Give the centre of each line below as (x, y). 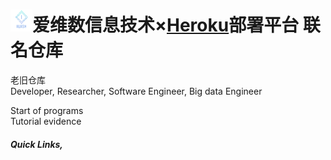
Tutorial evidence (46, 121)
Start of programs (47, 110)
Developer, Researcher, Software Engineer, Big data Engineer (136, 91)
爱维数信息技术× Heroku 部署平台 (166, 25)
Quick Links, (37, 144)
